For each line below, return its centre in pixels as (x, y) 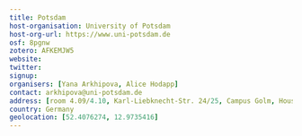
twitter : (26, 68)
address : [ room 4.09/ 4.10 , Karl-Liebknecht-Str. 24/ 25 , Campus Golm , (142, 101)
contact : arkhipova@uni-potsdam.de (76, 92)
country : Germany (42, 109)
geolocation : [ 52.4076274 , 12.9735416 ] (84, 117)
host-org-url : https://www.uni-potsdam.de (90, 34)
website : (26, 59)
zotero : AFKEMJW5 (42, 51)
